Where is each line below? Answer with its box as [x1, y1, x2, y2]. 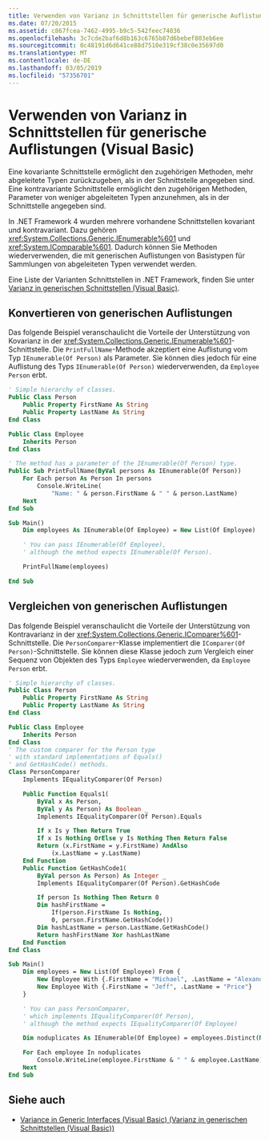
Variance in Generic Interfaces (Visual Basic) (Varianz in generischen [19, 1114, 248, 1124]
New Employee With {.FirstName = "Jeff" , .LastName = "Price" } [37, 983, 252, 991]
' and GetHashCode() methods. [8, 760, 110, 769]
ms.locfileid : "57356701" [8, 71, 94, 79]
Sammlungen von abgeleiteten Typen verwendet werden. [8, 259, 198, 269]
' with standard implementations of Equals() [8, 753, 163, 761]
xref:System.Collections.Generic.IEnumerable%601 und [8, 234, 191, 243]
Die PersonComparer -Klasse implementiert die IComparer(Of [52, 637, 246, 647]
